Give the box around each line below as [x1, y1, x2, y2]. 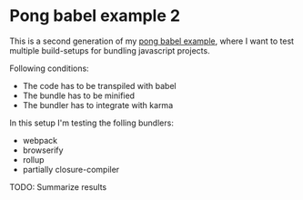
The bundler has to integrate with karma [22, 99, 174, 110]
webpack [22, 135, 57, 145]
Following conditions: [9, 63, 89, 74]
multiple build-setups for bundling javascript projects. [9, 45, 211, 55]
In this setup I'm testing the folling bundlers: [9, 117, 175, 128]
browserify [22, 145, 64, 155]
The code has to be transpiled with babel [22, 80, 177, 91]
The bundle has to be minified [22, 90, 135, 101]
